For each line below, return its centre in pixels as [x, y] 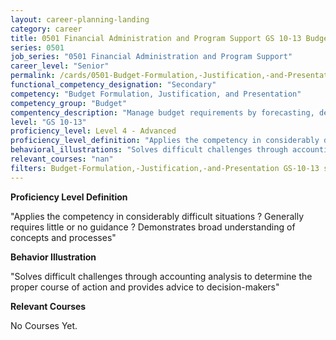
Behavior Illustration [53, 257]
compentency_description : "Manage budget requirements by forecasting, [162, 112]
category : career [46, 29]
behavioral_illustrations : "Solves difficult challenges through [149, 150]
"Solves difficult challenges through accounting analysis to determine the [161, 276]
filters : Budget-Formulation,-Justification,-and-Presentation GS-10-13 [165, 168]
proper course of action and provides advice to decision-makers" [145, 287]
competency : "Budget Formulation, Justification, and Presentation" [156, 94]
